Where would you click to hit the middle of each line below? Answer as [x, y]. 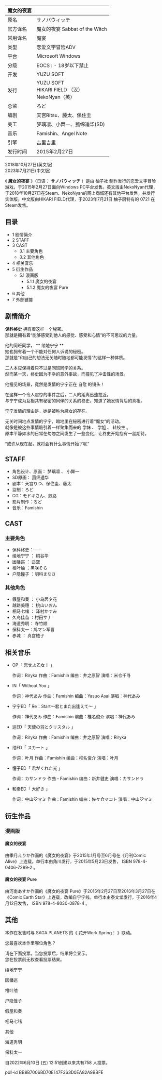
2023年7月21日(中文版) [28, 170]
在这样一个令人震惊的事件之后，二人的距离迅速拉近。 [58, 394]
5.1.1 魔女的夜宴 [42, 281]
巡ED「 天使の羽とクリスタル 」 [44, 727]
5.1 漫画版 [29, 275]
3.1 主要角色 [31, 251]
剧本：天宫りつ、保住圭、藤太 [42, 484]
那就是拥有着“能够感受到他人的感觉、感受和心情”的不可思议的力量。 [73, 335]
